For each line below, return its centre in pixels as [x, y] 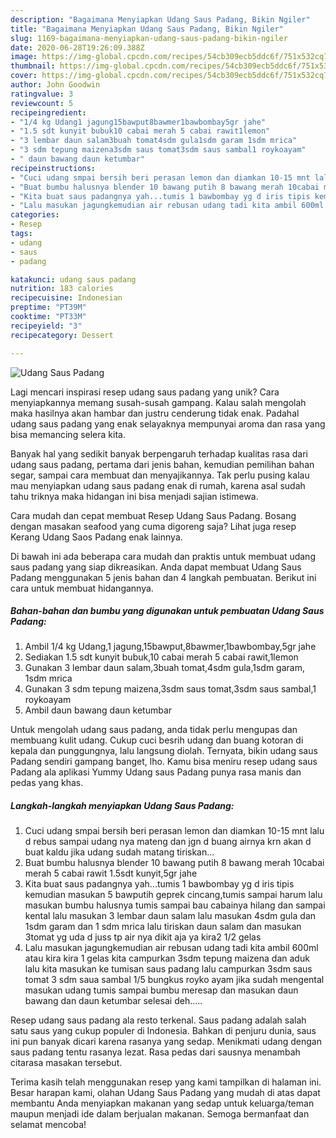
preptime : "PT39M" [48, 307]
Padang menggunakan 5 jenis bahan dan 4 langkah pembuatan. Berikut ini [163, 577]
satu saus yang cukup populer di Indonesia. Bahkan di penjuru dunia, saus [163, 1031]
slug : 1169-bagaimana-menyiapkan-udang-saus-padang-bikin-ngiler [149, 38]
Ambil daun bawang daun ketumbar [98, 710]
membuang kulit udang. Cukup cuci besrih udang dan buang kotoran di [157, 740]
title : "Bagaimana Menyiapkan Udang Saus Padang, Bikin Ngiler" [147, 29]
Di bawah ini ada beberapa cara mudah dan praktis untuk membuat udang [163, 556]
